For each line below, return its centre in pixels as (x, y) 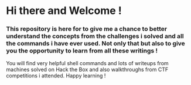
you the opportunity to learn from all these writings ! (82, 51)
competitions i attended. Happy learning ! (56, 76)
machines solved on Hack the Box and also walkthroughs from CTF (87, 70)
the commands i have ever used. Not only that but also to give (96, 44)
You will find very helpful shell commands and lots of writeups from (87, 63)
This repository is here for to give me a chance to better (87, 29)
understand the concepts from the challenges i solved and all (95, 36)
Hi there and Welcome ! (64, 11)
